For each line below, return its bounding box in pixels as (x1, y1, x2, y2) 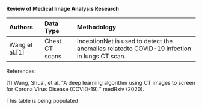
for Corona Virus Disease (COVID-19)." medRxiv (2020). (6, 85, 145, 93)
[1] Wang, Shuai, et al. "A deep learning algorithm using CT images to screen (6, 79, 195, 86)
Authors (9, 23, 34, 31)
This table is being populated (6, 97, 78, 104)
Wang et (9, 41, 33, 49)
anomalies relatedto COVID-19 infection (77, 44, 191, 53)
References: (6, 67, 36, 75)
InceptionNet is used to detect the (77, 37, 173, 45)
